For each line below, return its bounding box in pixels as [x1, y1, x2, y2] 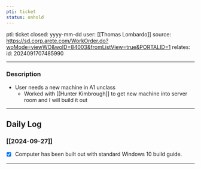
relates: [172, 43, 190, 51]
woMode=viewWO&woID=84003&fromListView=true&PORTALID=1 [6, 43, 171, 51]
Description [6, 70, 41, 78]
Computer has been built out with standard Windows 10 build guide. [14, 150, 182, 158]
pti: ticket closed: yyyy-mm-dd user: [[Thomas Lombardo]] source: [6, 30, 172, 38]
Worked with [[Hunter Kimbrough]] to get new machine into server [23, 90, 188, 97]
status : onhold [6, 14, 44, 20]
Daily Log [6, 119, 42, 129]
